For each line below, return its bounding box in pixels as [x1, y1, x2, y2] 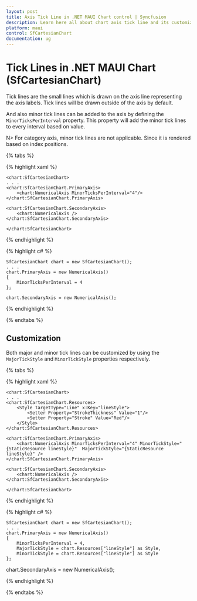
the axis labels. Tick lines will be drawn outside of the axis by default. [6, 99, 174, 106]
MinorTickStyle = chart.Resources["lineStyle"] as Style [16, 551, 159, 556]
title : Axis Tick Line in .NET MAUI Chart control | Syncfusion [6, 14, 167, 20]
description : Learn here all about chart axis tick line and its [6, 19, 169, 25]
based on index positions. [6, 140, 69, 147]
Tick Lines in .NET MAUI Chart [6, 61, 157, 74]
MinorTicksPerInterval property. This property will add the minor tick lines [6, 117, 186, 124]
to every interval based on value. [6, 123, 86, 130]
